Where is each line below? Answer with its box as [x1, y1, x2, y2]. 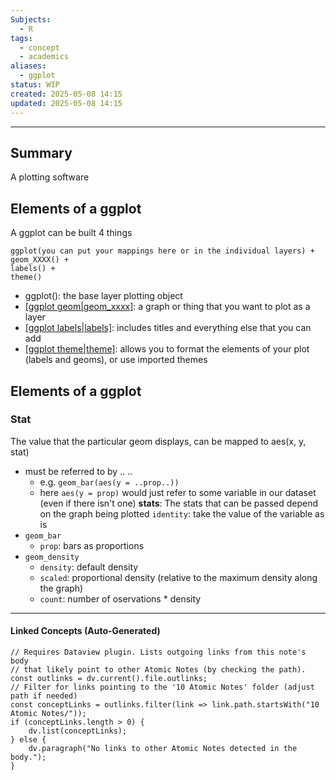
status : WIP [10, 80, 60, 90]
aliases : [10, 61, 47, 71]
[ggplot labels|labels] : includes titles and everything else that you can [24, 322, 312, 334]
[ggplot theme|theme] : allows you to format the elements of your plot [24, 343, 310, 355]
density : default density [39, 561, 139, 573]
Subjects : [10, 14, 52, 25]
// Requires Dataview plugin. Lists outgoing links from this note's [10, 647, 307, 658]
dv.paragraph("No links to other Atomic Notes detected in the [28, 744, 298, 754]
